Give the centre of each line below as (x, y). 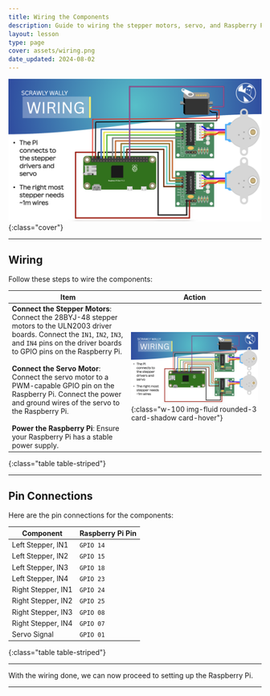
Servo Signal (33, 634)
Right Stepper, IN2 (42, 601)
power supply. (35, 445)
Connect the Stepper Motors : (62, 309)
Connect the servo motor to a (60, 377)
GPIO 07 (92, 624)
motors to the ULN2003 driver (62, 326)
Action (195, 297)
